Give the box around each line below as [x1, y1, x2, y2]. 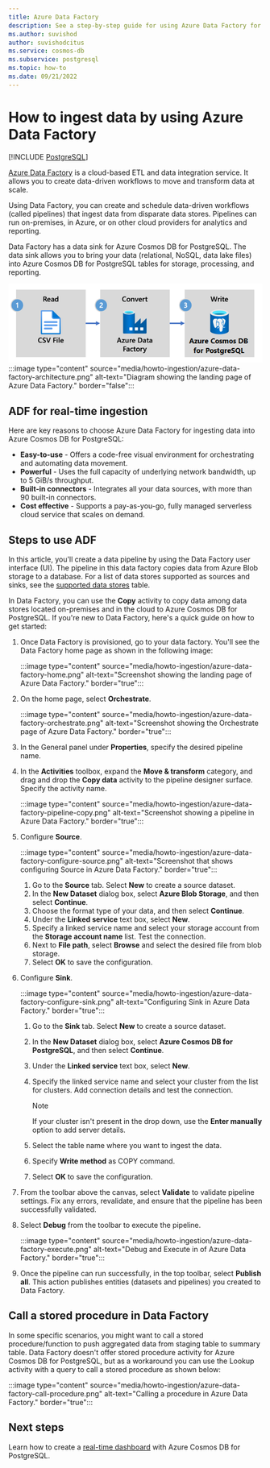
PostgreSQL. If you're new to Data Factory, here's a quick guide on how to [8, 613, 255, 623]
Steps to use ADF [8, 533, 97, 547]
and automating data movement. [19, 458, 128, 468]
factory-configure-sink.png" [19, 997, 114, 1007]
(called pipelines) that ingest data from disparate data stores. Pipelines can [8, 209, 258, 218]
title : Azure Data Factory [8, 13, 99, 21]
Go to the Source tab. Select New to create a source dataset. [31, 881, 236, 890]
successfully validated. [19, 1205, 97, 1214]
